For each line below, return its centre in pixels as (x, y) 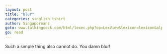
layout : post (19, 10)
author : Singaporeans (28, 23)
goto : (11, 28)
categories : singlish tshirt (35, 19)
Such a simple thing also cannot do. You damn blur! (58, 46)
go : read (14, 32)
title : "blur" (20, 14)
